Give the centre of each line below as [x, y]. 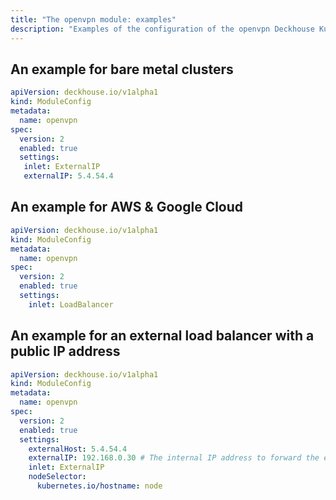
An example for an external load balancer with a [162, 336]
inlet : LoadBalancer [71, 304]
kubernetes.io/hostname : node [99, 486]
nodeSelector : [57, 477]
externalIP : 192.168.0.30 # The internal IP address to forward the [174, 458]
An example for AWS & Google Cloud [127, 207]
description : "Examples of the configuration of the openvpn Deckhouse [162, 29]
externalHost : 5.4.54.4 [78, 449]
